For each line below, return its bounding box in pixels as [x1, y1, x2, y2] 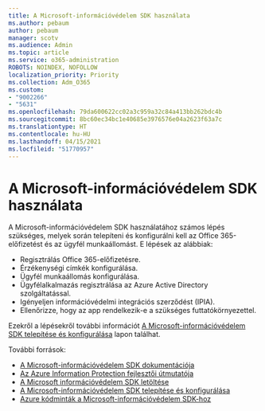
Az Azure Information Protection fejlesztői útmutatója [19, 369, 194, 378]
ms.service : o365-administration [8, 57, 119, 65]
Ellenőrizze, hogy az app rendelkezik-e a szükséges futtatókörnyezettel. [19, 306, 257, 315]
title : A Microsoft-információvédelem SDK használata [8, 11, 191, 20]
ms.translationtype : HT [8, 123, 88, 131]
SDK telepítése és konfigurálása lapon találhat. [8, 330, 161, 339]
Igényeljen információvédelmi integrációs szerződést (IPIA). [19, 297, 216, 307]
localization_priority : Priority [8, 71, 119, 79]
